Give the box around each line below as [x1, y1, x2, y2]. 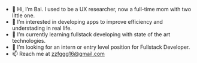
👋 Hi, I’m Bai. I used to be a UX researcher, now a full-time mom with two [11, 6, 192, 12]
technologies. [11, 37, 46, 44]
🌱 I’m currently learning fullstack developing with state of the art [11, 31, 171, 38]
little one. [11, 12, 35, 19]
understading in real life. [11, 24, 72, 31]
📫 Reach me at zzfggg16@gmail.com [11, 51, 105, 57]
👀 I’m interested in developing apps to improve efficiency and [11, 18, 163, 25]
